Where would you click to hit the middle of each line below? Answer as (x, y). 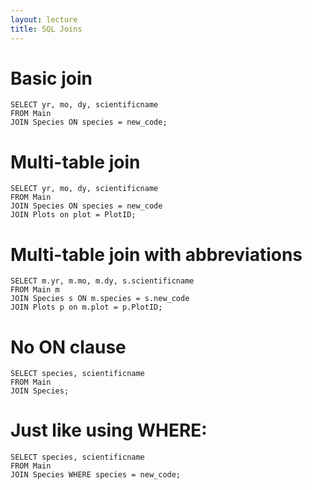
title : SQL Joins (46, 29)
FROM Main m (35, 290)
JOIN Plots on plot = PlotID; (73, 215)
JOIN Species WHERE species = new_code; (96, 475)
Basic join (51, 78)
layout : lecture (44, 19)
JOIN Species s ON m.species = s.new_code (100, 299)
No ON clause (68, 347)
